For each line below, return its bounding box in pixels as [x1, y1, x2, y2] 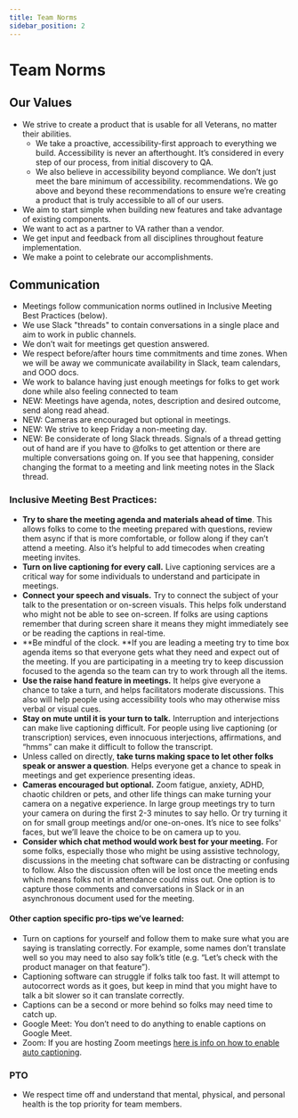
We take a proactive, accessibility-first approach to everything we [35, 137, 278, 148]
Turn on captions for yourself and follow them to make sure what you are [21, 933, 289, 943]
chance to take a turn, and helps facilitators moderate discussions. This [21, 684, 285, 695]
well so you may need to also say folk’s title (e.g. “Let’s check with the [21, 951, 278, 963]
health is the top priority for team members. [21, 1098, 182, 1110]
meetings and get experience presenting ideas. [21, 769, 196, 780]
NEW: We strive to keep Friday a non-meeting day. [21, 424, 207, 435]
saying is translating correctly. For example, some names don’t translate [21, 942, 286, 953]
